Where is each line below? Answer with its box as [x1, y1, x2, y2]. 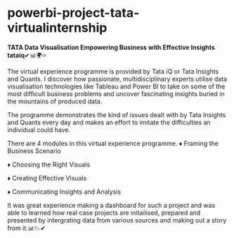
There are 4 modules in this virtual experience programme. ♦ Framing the [7, 139, 219, 147]
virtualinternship [7, 20, 108, 36]
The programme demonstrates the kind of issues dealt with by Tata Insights [7, 110, 226, 119]
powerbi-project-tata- [7, 5, 140, 21]
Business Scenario [7, 146, 61, 155]
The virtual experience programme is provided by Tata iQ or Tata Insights [7, 67, 219, 75]
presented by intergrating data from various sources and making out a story [7, 216, 227, 224]
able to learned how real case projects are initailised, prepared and [7, 209, 201, 217]
